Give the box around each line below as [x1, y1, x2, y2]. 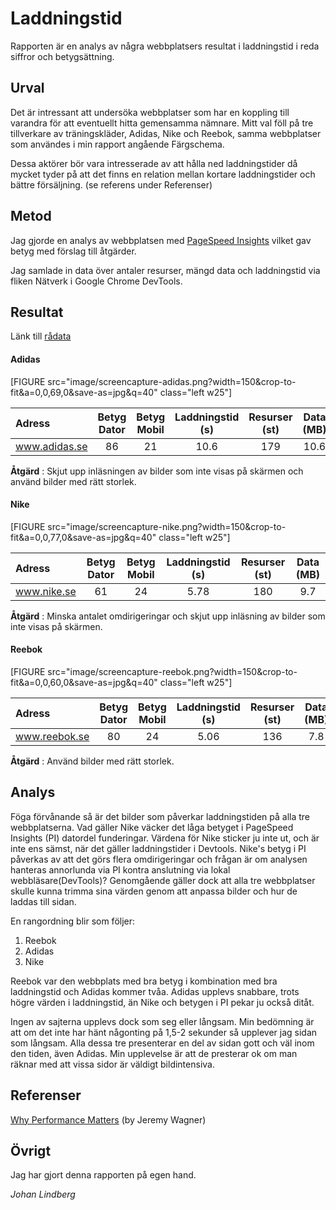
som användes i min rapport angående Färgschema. [10, 138, 225, 150]
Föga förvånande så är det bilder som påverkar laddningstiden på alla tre [10, 810, 310, 822]
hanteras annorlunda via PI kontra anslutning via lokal [10, 863, 231, 876]
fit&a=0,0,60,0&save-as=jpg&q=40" [10, 676, 158, 688]
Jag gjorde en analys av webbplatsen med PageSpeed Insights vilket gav [10, 234, 312, 246]
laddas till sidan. [10, 895, 77, 907]
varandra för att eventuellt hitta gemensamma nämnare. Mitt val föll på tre [10, 117, 314, 129]
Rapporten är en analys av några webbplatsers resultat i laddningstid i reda [10, 40, 320, 52]
